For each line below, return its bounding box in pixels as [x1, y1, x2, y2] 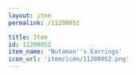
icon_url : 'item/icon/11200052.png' [8, 55, 130, 63]
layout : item [8, 11, 52, 20]
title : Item [8, 33, 48, 41]
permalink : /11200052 [8, 19, 80, 27]
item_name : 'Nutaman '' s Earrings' [8, 48, 123, 56]
